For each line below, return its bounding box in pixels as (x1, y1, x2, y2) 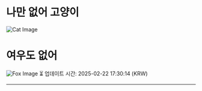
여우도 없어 (6, 49, 58, 63)
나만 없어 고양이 (6, 5, 79, 19)
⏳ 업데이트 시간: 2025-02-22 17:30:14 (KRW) (38, 70, 148, 77)
